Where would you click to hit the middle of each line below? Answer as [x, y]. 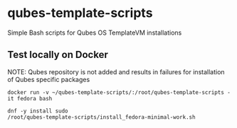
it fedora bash [30, 98]
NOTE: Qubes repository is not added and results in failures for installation [116, 71]
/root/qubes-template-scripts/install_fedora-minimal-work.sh [101, 117]
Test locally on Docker [58, 55]
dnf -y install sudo [38, 111]
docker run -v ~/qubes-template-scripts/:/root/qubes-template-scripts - [119, 92]
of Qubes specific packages [49, 79]
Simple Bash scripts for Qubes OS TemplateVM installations [95, 33]
